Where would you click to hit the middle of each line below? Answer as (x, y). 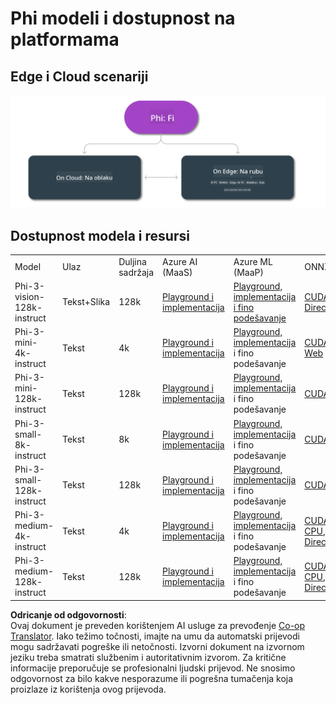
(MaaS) (177, 272)
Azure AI (180, 261)
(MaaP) (248, 272)
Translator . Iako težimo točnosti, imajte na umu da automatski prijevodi (155, 636)
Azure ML (253, 261)
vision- (29, 296)
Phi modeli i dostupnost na (123, 18)
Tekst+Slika (86, 302)
